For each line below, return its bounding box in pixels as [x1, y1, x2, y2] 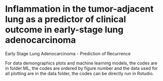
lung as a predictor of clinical [5, 14, 127, 25]
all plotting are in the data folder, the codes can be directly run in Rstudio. [5, 70, 154, 76]
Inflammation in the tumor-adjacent [5, 3, 154, 15]
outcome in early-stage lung [5, 24, 124, 35]
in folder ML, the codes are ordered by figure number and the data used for [5, 65, 158, 71]
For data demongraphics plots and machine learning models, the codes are [5, 60, 158, 66]
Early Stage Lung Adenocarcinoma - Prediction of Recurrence [5, 50, 131, 57]
